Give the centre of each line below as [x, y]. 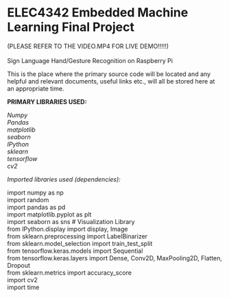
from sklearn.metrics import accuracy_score [70, 273]
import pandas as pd [36, 207]
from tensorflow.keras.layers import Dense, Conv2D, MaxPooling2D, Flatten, [115, 258]
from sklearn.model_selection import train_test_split [80, 243]
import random [28, 199]
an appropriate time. [36, 88]
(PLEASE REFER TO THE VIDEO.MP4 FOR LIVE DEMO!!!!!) [88, 46]
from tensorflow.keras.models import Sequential [75, 251]
